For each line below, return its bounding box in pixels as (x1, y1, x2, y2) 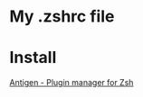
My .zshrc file (9, 6, 115, 27)
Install (9, 48, 57, 68)
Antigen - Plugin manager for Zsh (9, 77, 134, 88)
